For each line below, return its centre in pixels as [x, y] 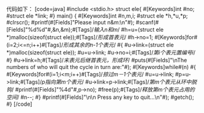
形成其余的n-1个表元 [89, 45]
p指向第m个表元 [62, 82]
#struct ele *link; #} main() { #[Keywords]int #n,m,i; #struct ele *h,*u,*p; [97, 16]
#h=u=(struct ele [142, 30]
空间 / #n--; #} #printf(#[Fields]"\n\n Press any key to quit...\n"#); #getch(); [100, 97]
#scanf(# [147, 22]
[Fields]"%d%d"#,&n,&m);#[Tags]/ [50, 30]
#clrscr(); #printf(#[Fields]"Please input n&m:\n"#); [70, 22]
